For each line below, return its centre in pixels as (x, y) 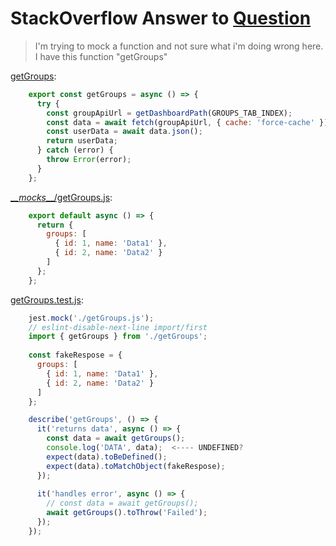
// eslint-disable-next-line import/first (118, 327)
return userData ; (82, 141)
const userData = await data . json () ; (124, 132)
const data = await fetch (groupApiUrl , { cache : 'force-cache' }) (187, 122)
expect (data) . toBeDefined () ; (107, 457)
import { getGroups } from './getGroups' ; (118, 337)
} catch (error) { (75, 150)
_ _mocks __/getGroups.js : (61, 197)
